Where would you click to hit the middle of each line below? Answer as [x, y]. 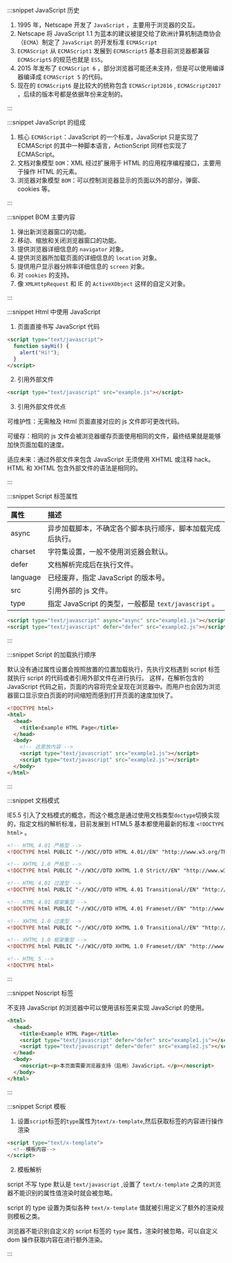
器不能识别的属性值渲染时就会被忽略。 [61, 1193]
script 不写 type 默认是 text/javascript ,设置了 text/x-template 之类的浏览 [114, 1184]
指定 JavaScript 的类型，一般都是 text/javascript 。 [133, 604]
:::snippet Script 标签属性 [42, 496]
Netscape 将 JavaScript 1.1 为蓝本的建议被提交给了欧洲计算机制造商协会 [119, 34]
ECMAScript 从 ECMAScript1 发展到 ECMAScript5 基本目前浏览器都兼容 [113, 51]
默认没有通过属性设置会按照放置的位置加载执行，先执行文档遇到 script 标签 [114, 669]
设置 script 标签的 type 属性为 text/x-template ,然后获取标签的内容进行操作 [120, 1121]
